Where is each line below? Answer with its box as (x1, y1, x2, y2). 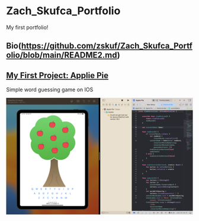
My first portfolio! (6, 24, 49, 31)
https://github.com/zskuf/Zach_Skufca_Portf (21, 41, 192, 51)
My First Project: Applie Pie (6, 70, 108, 81)
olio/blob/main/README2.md (6, 50, 117, 60)
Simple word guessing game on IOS (6, 86, 94, 93)
